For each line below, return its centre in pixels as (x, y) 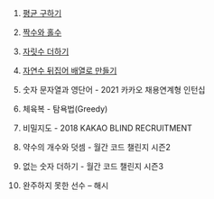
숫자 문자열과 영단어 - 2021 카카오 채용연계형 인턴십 (114, 90)
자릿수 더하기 (46, 51)
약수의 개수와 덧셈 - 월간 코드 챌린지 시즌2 (97, 147)
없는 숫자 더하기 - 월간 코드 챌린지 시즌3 (93, 166)
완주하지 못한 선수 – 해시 (65, 185)
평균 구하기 (42, 13)
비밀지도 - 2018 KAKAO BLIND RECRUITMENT (107, 128)
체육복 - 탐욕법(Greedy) (65, 109)
